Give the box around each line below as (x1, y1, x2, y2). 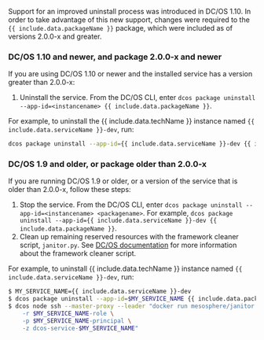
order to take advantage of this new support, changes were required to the (8, 15, 250, 24)
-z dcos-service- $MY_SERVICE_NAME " (22, 324, 139, 332)
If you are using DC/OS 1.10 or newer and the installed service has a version (8, 69, 253, 79)
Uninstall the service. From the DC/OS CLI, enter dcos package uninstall (19, 93, 256, 102)
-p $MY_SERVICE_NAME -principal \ (22, 316, 132, 325)
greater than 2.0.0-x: (8, 78, 75, 87)
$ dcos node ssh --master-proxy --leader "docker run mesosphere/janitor (8, 302, 255, 310)
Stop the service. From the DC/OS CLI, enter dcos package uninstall (19, 200, 243, 209)
